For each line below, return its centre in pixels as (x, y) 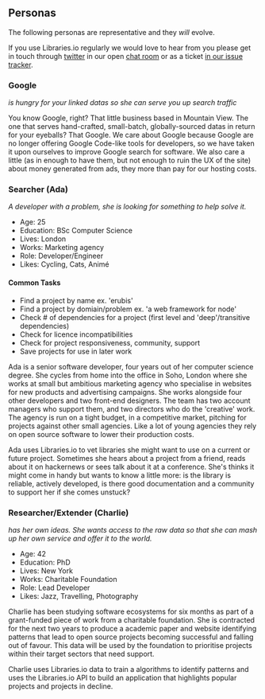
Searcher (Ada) (38, 189)
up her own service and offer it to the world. (80, 538)
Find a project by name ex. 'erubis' (76, 300)
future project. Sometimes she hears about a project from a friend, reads (127, 458)
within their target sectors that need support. (81, 654)
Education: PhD (45, 562)
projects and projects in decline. (61, 686)
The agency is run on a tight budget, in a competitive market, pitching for (128, 417)
